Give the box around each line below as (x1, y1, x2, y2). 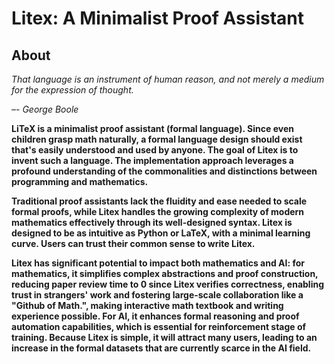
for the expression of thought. (11, 84, 134, 96)
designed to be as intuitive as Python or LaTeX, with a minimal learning (11, 227, 311, 239)
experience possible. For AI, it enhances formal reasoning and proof (11, 310, 300, 322)
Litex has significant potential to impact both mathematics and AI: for (11, 257, 306, 269)
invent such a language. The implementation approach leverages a (11, 155, 294, 166)
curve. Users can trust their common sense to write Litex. (11, 238, 256, 249)
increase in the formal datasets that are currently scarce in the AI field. (11, 342, 312, 354)
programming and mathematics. (11, 176, 149, 187)
